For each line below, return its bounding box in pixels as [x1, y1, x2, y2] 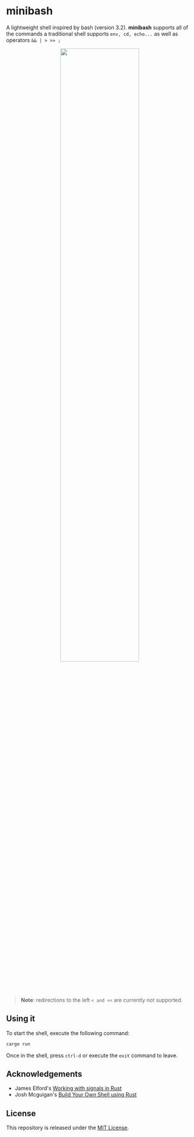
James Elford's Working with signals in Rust [14, 1085, 122, 1092]
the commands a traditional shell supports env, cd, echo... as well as [6, 30, 179, 37]
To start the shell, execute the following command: [6, 1029, 130, 1036]
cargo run [6, 1041, 31, 1047]
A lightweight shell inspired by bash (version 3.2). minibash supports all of [6, 24, 189, 31]
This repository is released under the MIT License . [6, 1124, 129, 1132]
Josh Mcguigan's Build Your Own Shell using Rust [14, 1091, 137, 1098]
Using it [6, 1014, 36, 1024]
